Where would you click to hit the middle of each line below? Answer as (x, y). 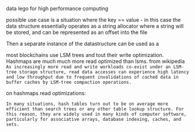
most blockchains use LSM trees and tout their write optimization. (85, 55)
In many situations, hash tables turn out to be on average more (87, 104)
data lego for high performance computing (57, 9)
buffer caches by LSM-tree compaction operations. (69, 82)
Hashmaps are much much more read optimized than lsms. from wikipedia (95, 61)
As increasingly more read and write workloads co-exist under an (88, 67)
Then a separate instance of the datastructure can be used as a (83, 44)
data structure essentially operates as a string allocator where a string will (95, 26)
